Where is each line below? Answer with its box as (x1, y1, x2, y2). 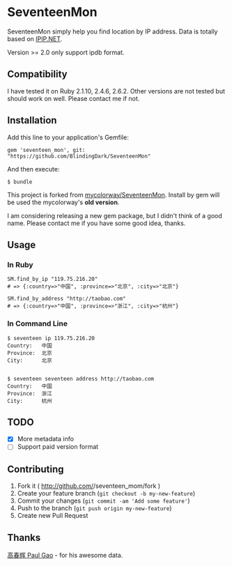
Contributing (7, 463, 64, 475)
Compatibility (7, 68, 68, 80)
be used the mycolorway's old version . (7, 198, 120, 206)
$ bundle (7, 178, 33, 185)
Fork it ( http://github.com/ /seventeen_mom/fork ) (17, 482, 161, 490)
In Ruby (7, 259, 33, 269)
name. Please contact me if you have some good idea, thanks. (7, 219, 186, 227)
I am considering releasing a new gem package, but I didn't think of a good (7, 211, 223, 220)
